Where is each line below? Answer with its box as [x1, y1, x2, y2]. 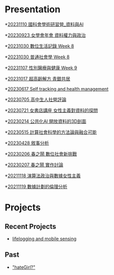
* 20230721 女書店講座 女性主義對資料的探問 [5, 107, 98, 113]
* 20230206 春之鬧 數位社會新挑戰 [5, 151, 77, 157]
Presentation [5, 4, 61, 15]
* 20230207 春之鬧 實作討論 [5, 161, 64, 167]
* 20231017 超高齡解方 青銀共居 [5, 75, 71, 81]
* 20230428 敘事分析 [5, 140, 49, 146]
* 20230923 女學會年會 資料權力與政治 [5, 32, 86, 38]
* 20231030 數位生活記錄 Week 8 [5, 43, 74, 49]
